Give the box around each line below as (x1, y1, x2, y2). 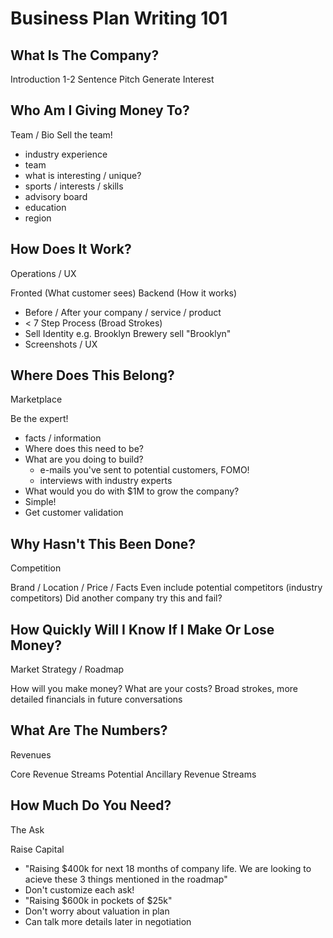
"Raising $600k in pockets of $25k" (24, 894, 173, 906)
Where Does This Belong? (10, 367, 175, 384)
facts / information (24, 432, 102, 444)
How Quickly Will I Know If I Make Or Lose (10, 621, 275, 638)
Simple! (24, 496, 57, 508)
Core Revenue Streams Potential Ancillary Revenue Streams (10, 768, 257, 780)
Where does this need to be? (24, 443, 144, 455)
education (24, 201, 67, 213)
